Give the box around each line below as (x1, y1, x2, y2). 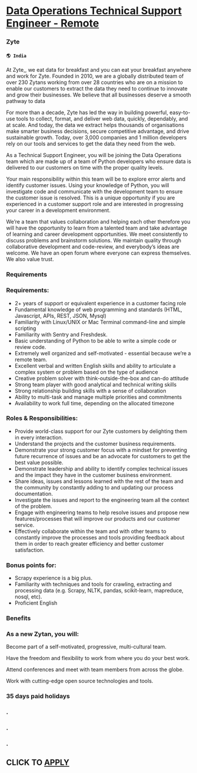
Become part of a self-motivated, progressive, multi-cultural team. (6, 643, 166, 651)
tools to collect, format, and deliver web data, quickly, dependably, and (16, 115, 188, 122)
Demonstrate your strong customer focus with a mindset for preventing (14, 446, 187, 454)
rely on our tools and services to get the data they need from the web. (6, 140, 176, 148)
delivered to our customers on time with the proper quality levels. (6, 164, 164, 171)
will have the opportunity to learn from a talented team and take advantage (6, 225, 187, 232)
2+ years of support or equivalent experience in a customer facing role (14, 299, 186, 306)
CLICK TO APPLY (6, 758, 69, 768)
